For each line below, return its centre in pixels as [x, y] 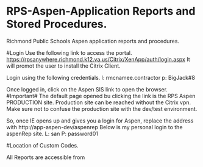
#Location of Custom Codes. [42, 145]
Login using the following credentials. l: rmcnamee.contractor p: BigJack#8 [101, 77]
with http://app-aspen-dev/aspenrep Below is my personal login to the [94, 127]
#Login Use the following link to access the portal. [69, 52]
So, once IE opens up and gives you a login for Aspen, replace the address [100, 121]
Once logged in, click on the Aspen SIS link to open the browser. [87, 89]
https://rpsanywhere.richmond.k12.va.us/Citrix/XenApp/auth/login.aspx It [98, 59]
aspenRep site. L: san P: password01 [52, 133]
